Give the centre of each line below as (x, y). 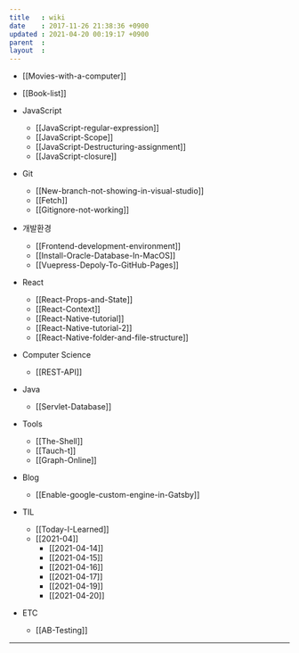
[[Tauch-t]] (56, 450)
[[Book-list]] (44, 94)
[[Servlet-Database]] (73, 407)
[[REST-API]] (59, 372)
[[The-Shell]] (59, 442)
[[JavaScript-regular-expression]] (97, 128)
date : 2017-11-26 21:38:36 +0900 (79, 26)
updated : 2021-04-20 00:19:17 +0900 (79, 34)
